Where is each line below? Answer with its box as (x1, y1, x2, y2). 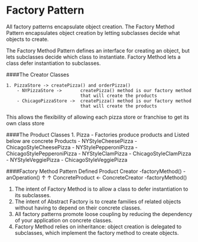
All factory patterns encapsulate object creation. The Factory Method (6, 23, 175, 30)
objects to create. (6, 35, 49, 42)
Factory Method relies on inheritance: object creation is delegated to (14, 223, 182, 230)
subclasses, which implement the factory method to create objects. (14, 229, 179, 236)
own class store (6, 119, 45, 127)
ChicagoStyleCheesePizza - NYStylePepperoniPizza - (6, 143, 138, 151)
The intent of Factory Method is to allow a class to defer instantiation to (14, 185, 189, 192)
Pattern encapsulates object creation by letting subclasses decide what (6, 29, 180, 36)
